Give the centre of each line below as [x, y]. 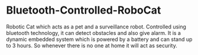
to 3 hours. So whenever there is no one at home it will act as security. [92, 46]
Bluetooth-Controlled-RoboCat [84, 10]
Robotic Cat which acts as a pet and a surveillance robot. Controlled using [96, 27]
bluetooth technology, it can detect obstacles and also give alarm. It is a [94, 33]
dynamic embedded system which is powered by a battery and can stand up [99, 39]
